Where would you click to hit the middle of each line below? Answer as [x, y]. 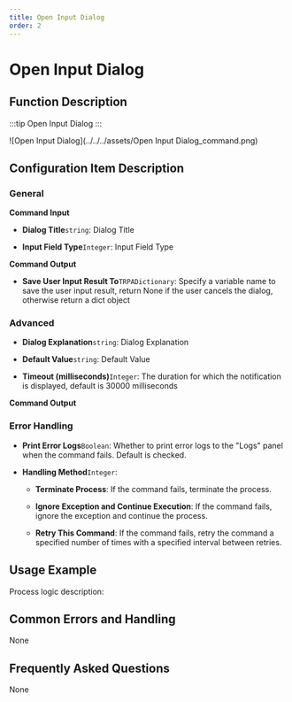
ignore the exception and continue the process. [121, 515]
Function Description [69, 102]
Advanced [32, 323]
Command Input [39, 212]
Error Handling [41, 426]
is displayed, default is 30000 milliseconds [100, 386]
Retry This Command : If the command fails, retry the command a [154, 533]
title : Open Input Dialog [57, 17]
